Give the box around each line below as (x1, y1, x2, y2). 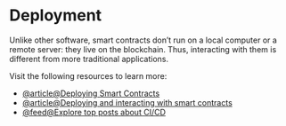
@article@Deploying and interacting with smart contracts (21, 97, 233, 107)
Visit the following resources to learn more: (9, 70, 168, 81)
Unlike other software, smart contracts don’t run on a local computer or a (9, 35, 278, 45)
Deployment (9, 5, 102, 26)
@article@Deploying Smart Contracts (21, 88, 160, 98)
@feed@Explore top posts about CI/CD (21, 106, 167, 117)
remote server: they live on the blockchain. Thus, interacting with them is (9, 43, 277, 54)
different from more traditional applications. (9, 53, 169, 64)
